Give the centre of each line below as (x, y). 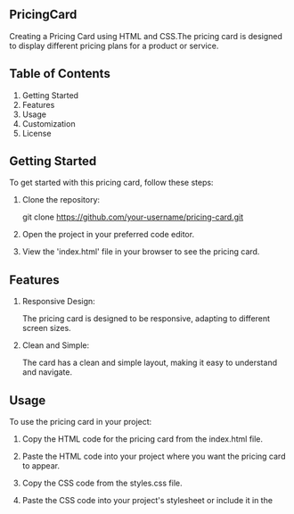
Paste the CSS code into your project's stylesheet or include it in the (147, 501)
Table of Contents (60, 74)
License (37, 133)
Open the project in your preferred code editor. (108, 235)
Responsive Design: (58, 302)
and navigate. (47, 372)
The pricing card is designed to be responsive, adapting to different (146, 319)
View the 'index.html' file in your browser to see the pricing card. (141, 252)
